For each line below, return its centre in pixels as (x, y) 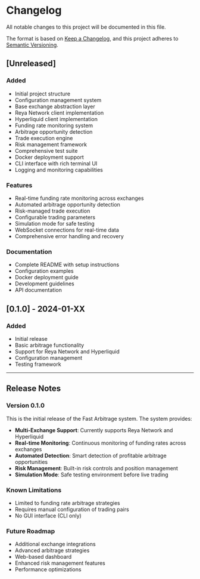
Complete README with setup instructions (67, 265)
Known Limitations (34, 490)
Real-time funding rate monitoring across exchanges (79, 198)
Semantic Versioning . (32, 45)
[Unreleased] (31, 64)
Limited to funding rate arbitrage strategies (67, 503)
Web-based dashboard (43, 557)
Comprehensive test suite (46, 150)
